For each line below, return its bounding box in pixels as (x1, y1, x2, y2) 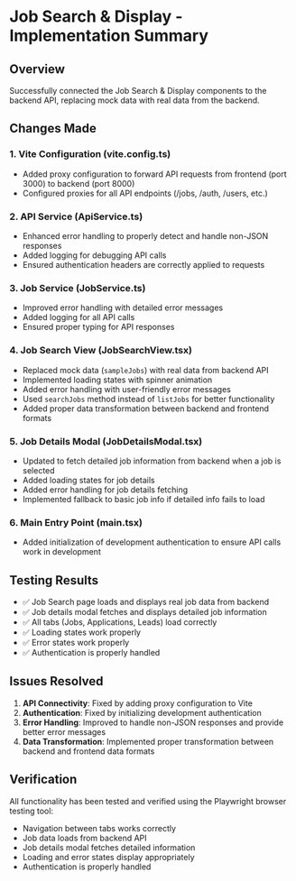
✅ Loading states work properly (22, 627, 142, 638)
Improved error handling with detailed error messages (22, 302, 224, 313)
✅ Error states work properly (22, 637, 130, 647)
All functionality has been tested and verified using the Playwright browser (9, 795, 287, 806)
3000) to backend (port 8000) (22, 178, 135, 188)
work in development (22, 546, 101, 557)
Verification (9, 772, 78, 787)
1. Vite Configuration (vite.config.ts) (9, 148, 171, 161)
